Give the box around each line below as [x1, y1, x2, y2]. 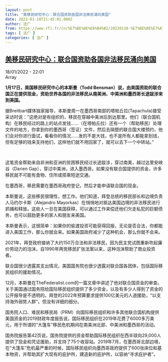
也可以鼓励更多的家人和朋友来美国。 [13, 212, 88, 218]
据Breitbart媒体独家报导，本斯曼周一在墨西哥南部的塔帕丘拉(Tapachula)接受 [5, 107, 161, 113]
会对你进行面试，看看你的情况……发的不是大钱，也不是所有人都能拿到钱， [9, 132, 162, 138]
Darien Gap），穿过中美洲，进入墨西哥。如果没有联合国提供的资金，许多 [13, 165, 162, 171]
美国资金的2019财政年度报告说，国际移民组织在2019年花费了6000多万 [5, 315, 150, 321]
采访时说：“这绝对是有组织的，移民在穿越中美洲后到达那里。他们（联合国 [5, 114, 156, 120]
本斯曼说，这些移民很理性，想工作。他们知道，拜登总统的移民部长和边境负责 [5, 193, 163, 199]
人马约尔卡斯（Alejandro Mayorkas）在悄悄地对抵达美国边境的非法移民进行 [5, 199, 160, 206]
